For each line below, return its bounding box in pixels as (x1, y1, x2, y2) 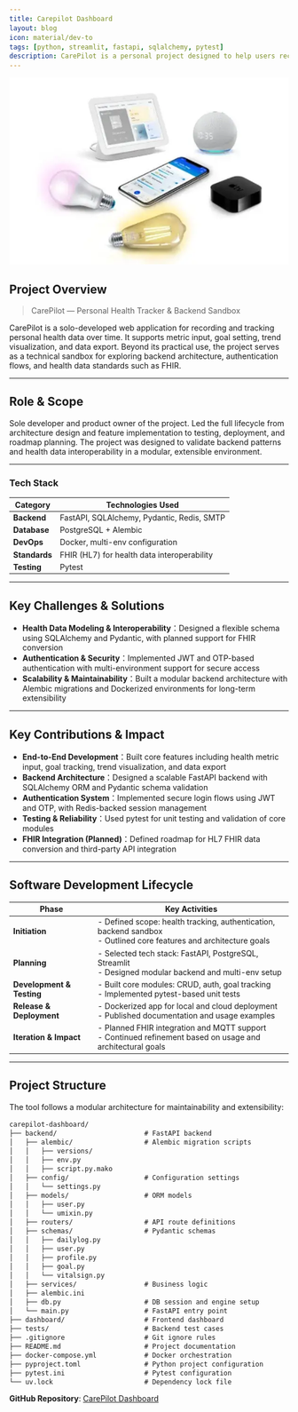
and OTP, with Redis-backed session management (21, 802, 207, 813)
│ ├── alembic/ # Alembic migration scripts (9, 1138, 252, 1146)
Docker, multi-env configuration (59, 537, 177, 548)
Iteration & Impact (12, 1032, 82, 1043)
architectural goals (97, 1042, 166, 1052)
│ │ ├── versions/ (9, 1146, 93, 1155)
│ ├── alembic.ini (9, 1289, 86, 1297)
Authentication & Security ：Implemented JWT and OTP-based (21, 653, 255, 663)
